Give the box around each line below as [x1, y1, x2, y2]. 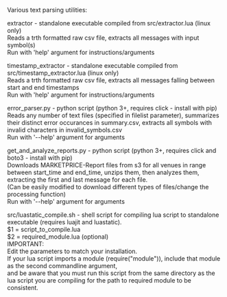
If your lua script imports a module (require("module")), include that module [7, 254, 221, 263]
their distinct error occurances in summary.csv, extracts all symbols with [7, 119, 213, 126]
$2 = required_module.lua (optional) [7, 233, 109, 241]
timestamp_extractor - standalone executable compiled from [7, 62, 178, 69]
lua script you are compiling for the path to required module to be [7, 276, 192, 284]
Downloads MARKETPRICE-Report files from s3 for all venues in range [7, 161, 206, 169]
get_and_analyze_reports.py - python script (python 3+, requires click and [7, 147, 217, 154]
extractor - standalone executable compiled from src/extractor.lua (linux [7, 19, 211, 27]
